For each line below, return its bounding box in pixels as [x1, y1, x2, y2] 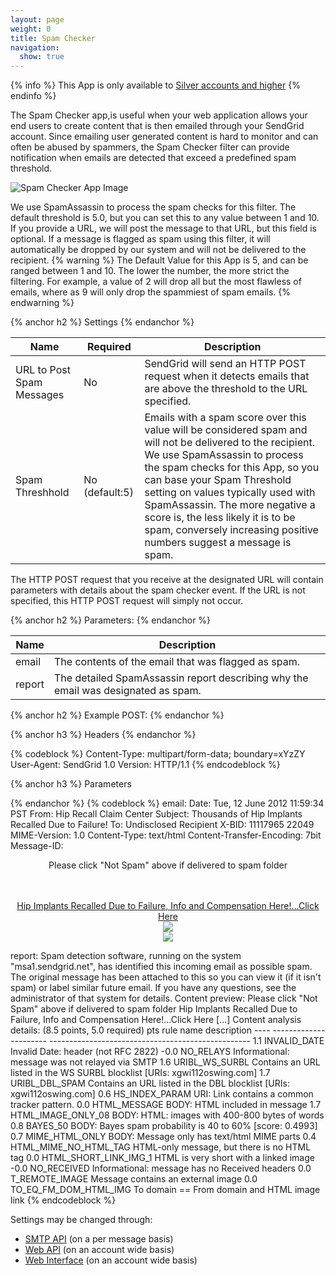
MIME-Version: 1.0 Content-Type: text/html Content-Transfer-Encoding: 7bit [10, 829, 322, 841]
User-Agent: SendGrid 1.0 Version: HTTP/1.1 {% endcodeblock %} [10, 759, 281, 771]
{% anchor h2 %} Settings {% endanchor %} [10, 316, 195, 328]
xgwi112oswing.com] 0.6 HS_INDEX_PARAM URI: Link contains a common [10, 1088, 314, 1100]
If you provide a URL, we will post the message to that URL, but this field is [10, 222, 317, 235]
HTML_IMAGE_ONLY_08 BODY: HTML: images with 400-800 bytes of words [10, 1109, 325, 1121]
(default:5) [83, 486, 134, 500]
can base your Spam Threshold [144, 473, 292, 487]
